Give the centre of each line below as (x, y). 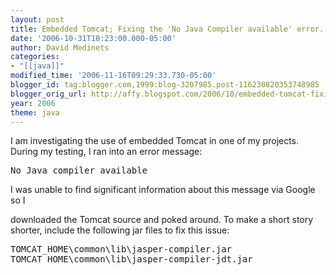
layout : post (37, 19)
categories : (35, 57)
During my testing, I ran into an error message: (106, 152)
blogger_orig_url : (48, 94)
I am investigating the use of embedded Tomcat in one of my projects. (155, 141)
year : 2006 (33, 103)
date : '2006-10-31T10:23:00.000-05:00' (93, 38)
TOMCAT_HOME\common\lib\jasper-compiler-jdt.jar (131, 259)
